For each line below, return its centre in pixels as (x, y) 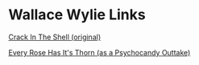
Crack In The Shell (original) (55, 37)
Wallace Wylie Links (77, 15)
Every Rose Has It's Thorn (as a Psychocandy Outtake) (99, 52)
